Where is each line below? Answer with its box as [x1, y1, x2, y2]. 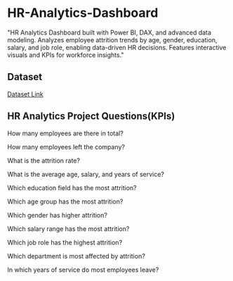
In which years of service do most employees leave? [7, 266, 159, 274]
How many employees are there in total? [7, 129, 124, 137]
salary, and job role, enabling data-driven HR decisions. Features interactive [7, 43, 227, 51]
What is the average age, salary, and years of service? [7, 170, 165, 178]
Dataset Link [7, 89, 44, 98]
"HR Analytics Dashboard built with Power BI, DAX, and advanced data [7, 28, 212, 37]
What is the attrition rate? [7, 156, 81, 165]
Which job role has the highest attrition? [7, 238, 123, 246]
